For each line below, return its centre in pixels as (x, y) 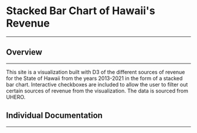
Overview (24, 52)
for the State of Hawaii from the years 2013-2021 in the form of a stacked (94, 78)
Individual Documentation (54, 116)
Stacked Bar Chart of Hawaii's (81, 11)
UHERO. (16, 97)
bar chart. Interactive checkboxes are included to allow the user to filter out (97, 84)
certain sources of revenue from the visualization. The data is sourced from (97, 91)
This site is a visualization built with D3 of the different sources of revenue (96, 72)
